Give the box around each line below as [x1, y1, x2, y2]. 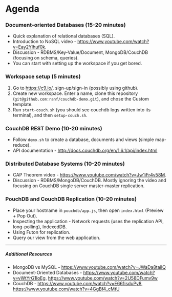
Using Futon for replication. [12, 229, 71, 235]
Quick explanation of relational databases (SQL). [12, 33, 115, 39]
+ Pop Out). [12, 212, 37, 219]
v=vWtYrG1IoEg [12, 275, 46, 281]
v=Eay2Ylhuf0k [12, 44, 45, 50]
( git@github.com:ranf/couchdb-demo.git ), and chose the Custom [12, 95, 149, 102]
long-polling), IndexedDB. [12, 224, 67, 230]
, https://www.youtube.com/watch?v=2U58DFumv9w [45, 275, 158, 281]
